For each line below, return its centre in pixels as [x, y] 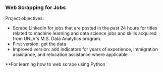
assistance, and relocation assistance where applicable [70, 54]
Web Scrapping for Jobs [36, 7]
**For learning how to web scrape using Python [55, 64]
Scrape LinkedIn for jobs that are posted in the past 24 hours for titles [85, 28]
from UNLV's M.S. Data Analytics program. [57, 38]
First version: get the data [39, 44]
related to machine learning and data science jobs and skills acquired [85, 33]
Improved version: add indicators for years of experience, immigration [85, 49]
